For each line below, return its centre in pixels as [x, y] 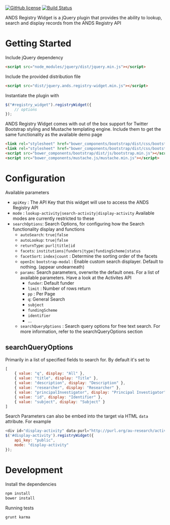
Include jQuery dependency [34, 57]
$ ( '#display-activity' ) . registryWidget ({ [50, 436]
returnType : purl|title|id [48, 245]
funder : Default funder [51, 283]
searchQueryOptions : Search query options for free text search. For [90, 326]
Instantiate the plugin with [32, 95]
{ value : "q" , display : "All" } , [50, 373]
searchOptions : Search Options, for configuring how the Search [78, 223]
